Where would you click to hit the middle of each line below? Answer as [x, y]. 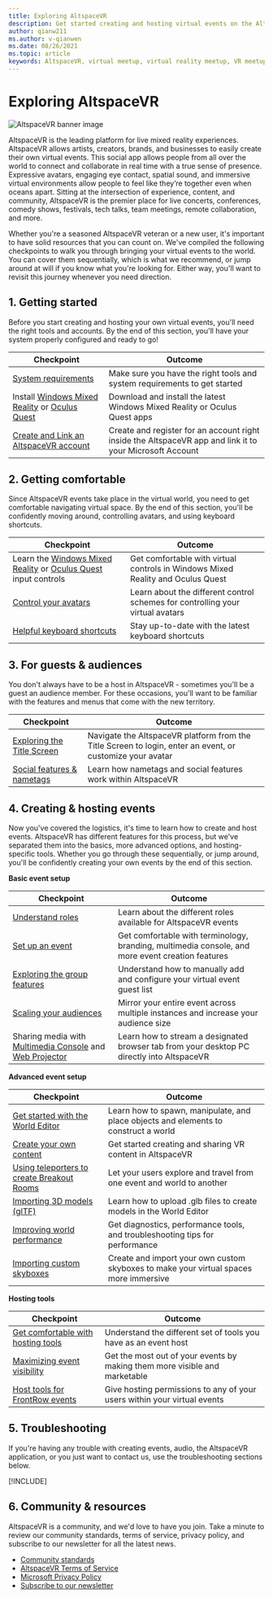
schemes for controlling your [185, 602]
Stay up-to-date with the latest [190, 626]
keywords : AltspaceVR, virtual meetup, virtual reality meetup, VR [125, 62]
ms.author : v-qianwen [45, 39]
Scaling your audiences [57, 1013]
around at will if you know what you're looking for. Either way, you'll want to [135, 268]
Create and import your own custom [177, 1259]
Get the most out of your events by [171, 1356]
